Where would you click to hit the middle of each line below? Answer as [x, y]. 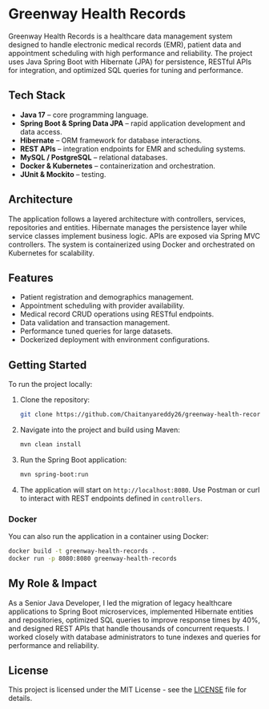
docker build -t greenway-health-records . [82, 551]
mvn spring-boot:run [54, 474]
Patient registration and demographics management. [107, 297]
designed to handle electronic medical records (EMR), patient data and [125, 44]
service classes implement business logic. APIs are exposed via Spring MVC [134, 236]
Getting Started [48, 365]
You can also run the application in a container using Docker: [109, 537]
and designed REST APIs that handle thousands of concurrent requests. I [129, 628]
